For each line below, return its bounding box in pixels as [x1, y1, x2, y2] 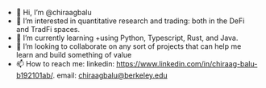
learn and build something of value [15, 50, 132, 59]
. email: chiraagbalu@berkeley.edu [52, 70, 168, 80]
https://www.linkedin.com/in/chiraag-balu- [116, 59, 258, 68]
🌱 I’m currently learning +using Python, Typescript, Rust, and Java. [15, 33, 239, 42]
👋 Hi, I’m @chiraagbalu [15, 8, 93, 17]
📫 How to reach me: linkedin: [15, 59, 115, 68]
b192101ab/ [15, 70, 53, 80]
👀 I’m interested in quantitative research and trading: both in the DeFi [15, 16, 245, 26]
